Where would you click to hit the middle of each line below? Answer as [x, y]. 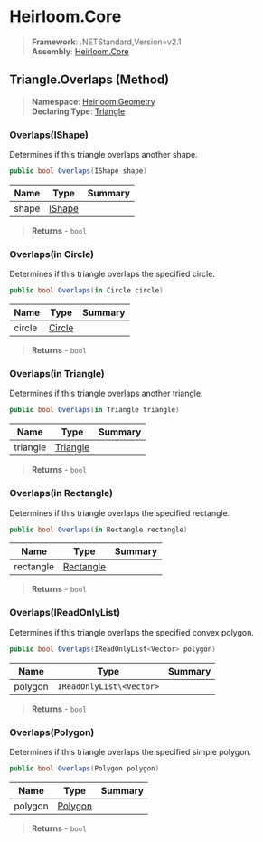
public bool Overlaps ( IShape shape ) [78, 171]
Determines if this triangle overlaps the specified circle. [112, 274]
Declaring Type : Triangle [78, 111]
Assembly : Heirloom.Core [80, 51]
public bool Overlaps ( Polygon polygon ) [85, 768]
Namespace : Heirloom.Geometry [93, 101]
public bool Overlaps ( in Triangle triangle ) [94, 410]
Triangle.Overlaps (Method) [89, 80]
